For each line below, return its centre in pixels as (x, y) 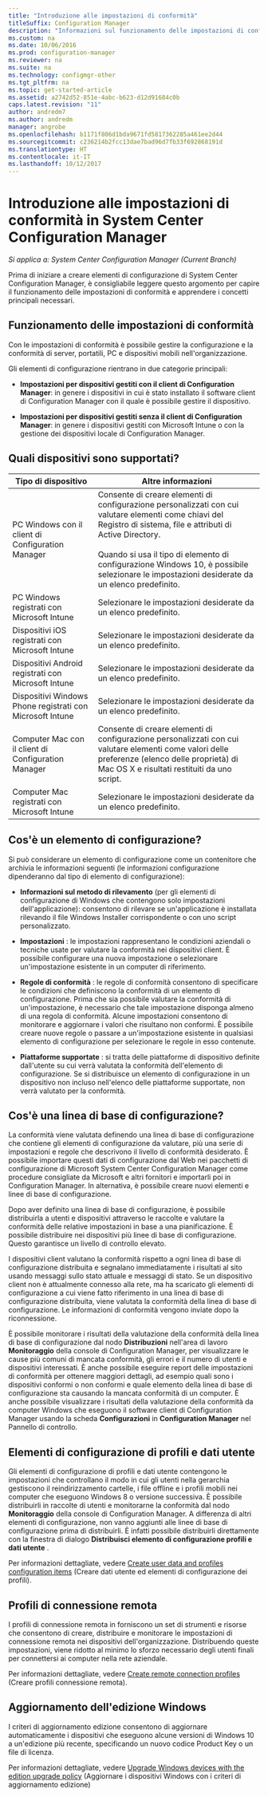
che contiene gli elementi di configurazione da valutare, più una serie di (126, 1143)
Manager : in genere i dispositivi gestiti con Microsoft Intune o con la (132, 425)
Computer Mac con (49, 739)
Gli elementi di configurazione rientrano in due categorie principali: (118, 369)
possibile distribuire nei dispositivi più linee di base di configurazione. (122, 1235)
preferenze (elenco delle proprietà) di (168, 759)
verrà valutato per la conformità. (73, 1091)
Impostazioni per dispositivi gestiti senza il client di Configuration (131, 417)
